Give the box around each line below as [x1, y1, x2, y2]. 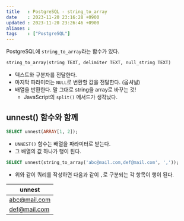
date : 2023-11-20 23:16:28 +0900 [6, 14, 100, 20]
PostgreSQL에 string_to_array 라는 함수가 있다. [6, 48, 120, 55]
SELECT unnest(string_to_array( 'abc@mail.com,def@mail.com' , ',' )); [6, 159, 179, 165]
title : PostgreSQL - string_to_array [6, 8, 108, 15]
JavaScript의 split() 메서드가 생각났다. [23, 93, 118, 100]
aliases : [6, 25, 31, 31]
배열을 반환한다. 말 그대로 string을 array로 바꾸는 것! [14, 86, 137, 93]
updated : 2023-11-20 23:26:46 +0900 [6, 20, 100, 26]
